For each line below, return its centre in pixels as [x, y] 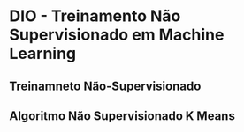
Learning [43, 54]
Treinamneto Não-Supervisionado [105, 86]
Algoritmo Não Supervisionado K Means [122, 116]
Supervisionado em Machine [117, 35]
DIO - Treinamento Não [95, 16]
